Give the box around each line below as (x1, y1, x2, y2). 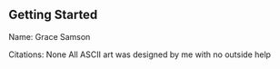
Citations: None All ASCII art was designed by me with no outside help (8, 49, 272, 60)
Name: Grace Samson (8, 31, 91, 42)
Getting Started (8, 7, 98, 23)
